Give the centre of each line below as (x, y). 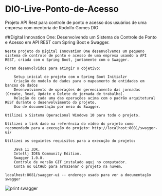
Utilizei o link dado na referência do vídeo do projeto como (69, 124)
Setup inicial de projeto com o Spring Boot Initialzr (71, 77)
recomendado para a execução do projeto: (48, 128)
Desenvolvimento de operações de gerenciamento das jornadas (77, 89)
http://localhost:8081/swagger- (125, 128)
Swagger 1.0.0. (29, 158)
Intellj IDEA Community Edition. (48, 154)
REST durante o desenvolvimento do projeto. (51, 102)
